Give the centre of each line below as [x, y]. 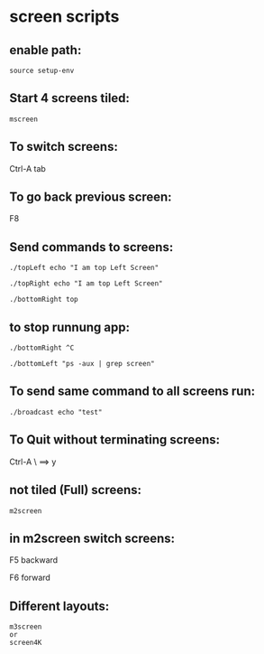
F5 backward [34, 560]
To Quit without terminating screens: [115, 440]
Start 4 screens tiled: [70, 98]
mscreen [24, 119]
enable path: [46, 50]
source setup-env [42, 70]
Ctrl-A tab [28, 168]
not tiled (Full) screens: [76, 490]
